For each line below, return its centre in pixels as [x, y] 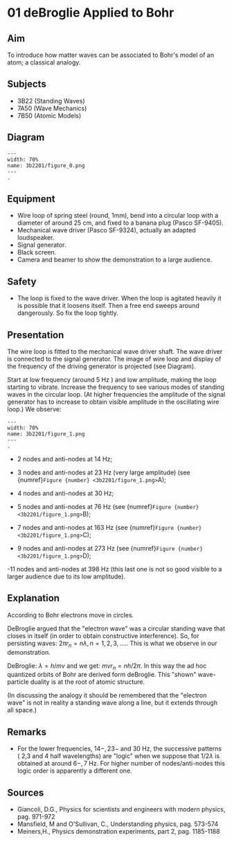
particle [18, 682]
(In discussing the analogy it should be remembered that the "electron [107, 696]
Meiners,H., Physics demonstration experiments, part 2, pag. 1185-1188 [118, 832]
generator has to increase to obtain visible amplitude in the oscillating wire [113, 402]
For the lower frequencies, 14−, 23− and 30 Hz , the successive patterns [119, 749]
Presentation [36, 335]
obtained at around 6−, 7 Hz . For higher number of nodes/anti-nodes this [121, 764]
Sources [26, 792]
